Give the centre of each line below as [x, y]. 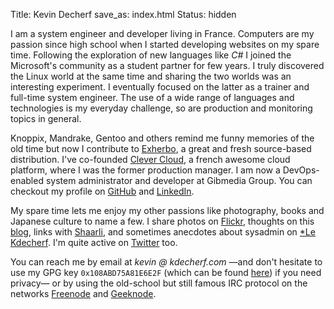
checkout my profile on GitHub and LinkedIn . [102, 191]
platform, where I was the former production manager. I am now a [145, 170]
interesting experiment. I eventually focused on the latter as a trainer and [160, 87]
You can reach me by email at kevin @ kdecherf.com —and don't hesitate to [166, 262]
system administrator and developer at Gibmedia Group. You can [179, 180]
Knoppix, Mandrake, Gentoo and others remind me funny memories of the [162, 138]
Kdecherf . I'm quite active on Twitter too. [94, 242]
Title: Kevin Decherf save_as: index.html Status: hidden [123, 14]
